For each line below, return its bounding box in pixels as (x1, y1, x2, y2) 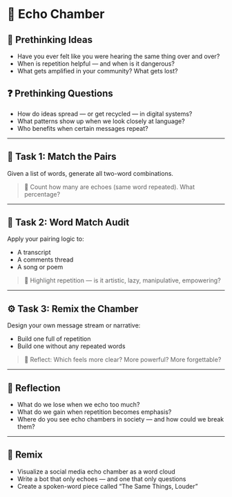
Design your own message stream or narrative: (7, 321, 141, 329)
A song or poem (17, 263, 64, 271)
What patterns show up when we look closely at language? (17, 117, 185, 125)
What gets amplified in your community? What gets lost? (17, 67, 178, 75)
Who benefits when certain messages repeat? (17, 124, 148, 132)
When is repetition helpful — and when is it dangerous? (17, 60, 175, 68)
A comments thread (17, 255, 74, 264)
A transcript (17, 248, 51, 257)
